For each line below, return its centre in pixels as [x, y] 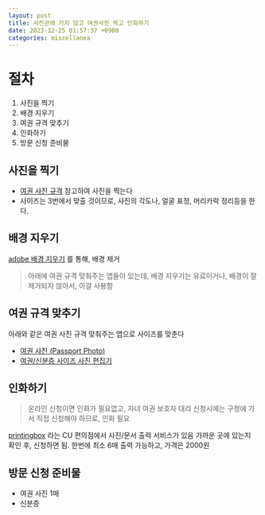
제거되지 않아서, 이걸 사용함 [70, 285]
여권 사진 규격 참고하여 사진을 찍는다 [76, 191]
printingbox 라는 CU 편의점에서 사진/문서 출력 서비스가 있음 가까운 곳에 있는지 [130, 436]
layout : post [30, 15]
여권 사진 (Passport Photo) [62, 350]
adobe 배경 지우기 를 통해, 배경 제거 [64, 258]
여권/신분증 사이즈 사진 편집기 [66, 360]
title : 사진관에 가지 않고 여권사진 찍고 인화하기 [79, 23]
